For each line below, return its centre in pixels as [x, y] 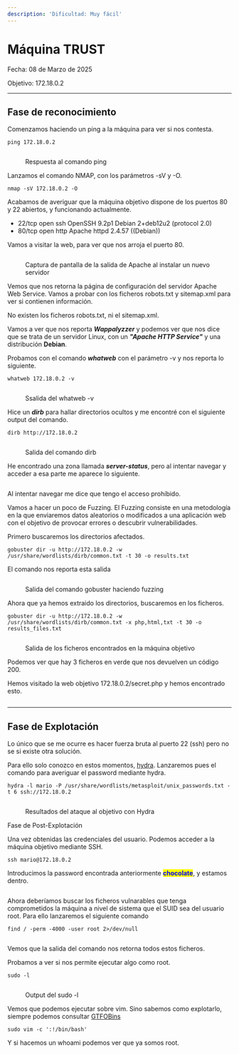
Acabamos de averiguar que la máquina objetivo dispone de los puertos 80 [117, 202]
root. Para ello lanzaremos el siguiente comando [78, 916]
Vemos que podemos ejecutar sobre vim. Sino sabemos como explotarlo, [115, 1009]
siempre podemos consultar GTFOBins [64, 1017]
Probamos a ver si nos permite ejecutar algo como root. [89, 963]
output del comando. [38, 420]
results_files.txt [34, 629]
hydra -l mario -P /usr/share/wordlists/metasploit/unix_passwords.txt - [119, 786]
